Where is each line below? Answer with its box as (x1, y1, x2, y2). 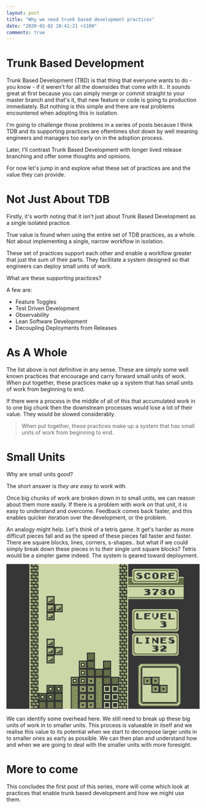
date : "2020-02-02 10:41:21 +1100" (6, 23, 97, 29)
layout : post (6, 10, 40, 16)
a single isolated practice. (6, 219, 72, 227)
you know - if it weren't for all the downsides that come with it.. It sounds (6, 83, 191, 91)
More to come (6, 763, 78, 777)
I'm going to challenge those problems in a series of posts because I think (6, 121, 193, 129)
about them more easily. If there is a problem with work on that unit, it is (6, 501, 188, 508)
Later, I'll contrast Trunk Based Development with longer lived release (6, 146, 182, 153)
